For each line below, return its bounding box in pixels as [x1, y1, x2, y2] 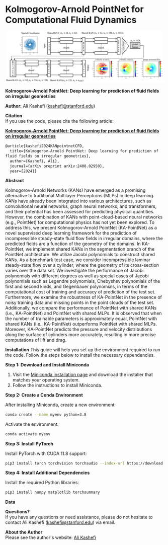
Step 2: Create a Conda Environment [5, 392, 83, 398]
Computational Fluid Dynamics [5, 14, 137, 26]
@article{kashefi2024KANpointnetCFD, [5, 143, 85, 148]
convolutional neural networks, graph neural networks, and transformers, [5, 203, 157, 209]
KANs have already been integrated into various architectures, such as [5, 198, 152, 204]
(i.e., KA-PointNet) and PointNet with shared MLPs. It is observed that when [5, 310, 162, 316]
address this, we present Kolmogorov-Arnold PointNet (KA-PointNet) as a [5, 224, 157, 230]
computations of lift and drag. [5, 337, 67, 343]
